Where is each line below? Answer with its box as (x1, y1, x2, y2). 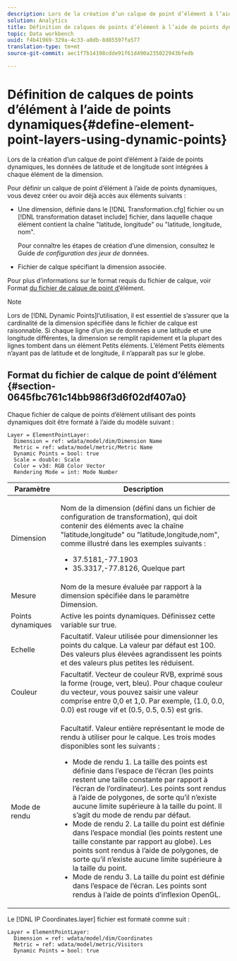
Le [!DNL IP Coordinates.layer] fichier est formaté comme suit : (7, 914, 190, 923)
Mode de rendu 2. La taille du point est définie (73, 819, 225, 829)
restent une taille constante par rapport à (73, 774, 208, 784)
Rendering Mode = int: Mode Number (13, 468, 119, 476)
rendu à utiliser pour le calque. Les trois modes (60, 732, 217, 742)
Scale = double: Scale (13, 456, 80, 464)
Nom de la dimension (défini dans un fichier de (60, 503, 216, 513)
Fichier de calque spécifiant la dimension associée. (17, 263, 167, 271)
